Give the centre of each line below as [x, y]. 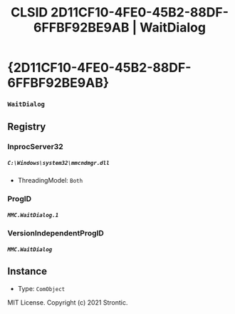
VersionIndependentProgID [56, 233]
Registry [27, 127]
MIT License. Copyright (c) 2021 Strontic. [68, 302]
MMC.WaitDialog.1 [33, 215]
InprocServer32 [36, 147]
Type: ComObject [41, 288]
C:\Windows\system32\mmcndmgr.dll [59, 163]
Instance [27, 272]
